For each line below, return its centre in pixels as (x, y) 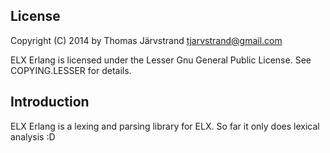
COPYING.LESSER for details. (71, 70)
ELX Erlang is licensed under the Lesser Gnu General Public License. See (161, 60)
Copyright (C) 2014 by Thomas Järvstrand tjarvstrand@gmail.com (146, 40)
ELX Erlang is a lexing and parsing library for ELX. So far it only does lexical (165, 126)
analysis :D (33, 136)
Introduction (50, 102)
